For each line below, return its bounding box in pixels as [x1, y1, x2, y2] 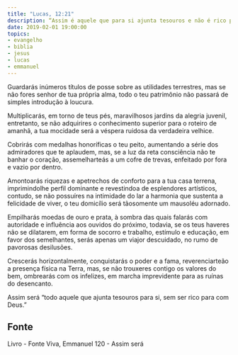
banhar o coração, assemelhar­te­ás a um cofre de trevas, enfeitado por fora [7, 155, 227, 164]
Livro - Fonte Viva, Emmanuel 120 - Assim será [7, 339, 144, 348]
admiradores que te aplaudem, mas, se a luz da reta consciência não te [7, 147, 216, 156]
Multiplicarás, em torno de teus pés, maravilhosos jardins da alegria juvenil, [7, 111, 227, 120]
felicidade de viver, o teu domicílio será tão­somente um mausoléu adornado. [7, 199, 230, 208]
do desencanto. [7, 279, 53, 288]
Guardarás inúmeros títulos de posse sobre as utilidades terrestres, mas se [7, 82, 227, 91]
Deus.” [7, 300, 27, 309]
